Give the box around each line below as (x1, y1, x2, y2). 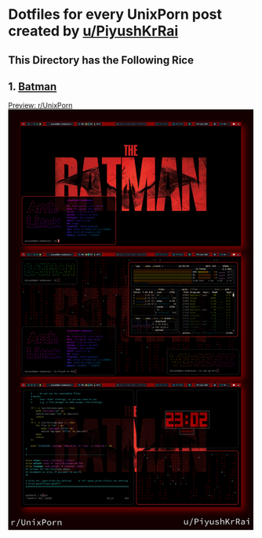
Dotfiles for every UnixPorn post (8, 5, 222, 24)
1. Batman (8, 80, 57, 93)
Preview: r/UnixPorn (8, 100, 73, 111)
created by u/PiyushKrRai (8, 22, 179, 40)
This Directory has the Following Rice (8, 53, 195, 67)
